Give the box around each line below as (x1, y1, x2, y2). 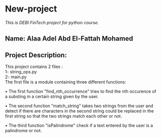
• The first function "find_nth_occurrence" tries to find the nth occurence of (5, 88, 157, 95)
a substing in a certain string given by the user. (5, 94, 99, 99)
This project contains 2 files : (5, 64, 63, 69)
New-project (5, 3, 57, 14)
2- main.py (5, 74, 27, 80)
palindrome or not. (5, 128, 42, 134)
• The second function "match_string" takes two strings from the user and (5, 103, 154, 109)
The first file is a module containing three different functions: (5, 79, 127, 85)
